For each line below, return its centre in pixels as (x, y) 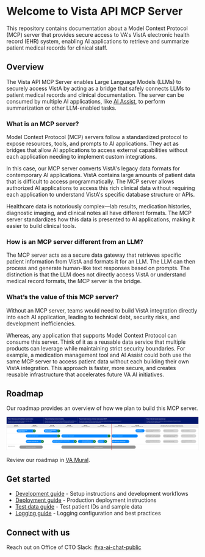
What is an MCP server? (43, 124)
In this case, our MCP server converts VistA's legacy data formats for (93, 169)
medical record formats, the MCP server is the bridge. (74, 281)
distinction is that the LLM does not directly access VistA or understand (96, 275)
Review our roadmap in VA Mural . (48, 460)
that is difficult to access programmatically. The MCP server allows (90, 181)
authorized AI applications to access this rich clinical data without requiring (101, 188)
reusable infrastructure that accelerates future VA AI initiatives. (85, 374)
